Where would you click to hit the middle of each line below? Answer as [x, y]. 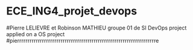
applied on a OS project [36, 34]
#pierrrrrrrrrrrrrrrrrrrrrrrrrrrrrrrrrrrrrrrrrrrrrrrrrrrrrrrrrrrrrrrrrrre [83, 40]
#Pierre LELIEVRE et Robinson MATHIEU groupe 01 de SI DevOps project [96, 28]
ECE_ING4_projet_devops [72, 11]
